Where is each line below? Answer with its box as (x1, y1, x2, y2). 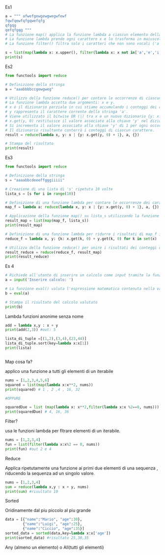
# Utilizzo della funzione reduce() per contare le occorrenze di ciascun (5, 96, 162, 101)
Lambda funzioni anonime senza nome (5, 313, 83, 319)
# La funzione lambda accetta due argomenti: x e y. (5, 100, 115, 105)
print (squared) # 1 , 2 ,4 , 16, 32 (5, 387, 80, 392)
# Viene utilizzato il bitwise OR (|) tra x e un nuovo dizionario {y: (5, 114, 155, 119)
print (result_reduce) (5, 254, 50, 259)
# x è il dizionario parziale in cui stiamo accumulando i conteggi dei (5, 105, 157, 110)
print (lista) (5, 345, 32, 350)
